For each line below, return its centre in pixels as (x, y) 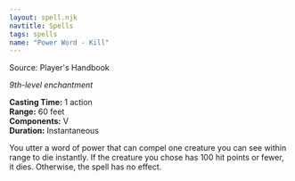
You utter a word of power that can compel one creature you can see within (148, 148)
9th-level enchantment (51, 85)
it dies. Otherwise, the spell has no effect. (86, 167)
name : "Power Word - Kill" (59, 42)
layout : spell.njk (43, 17)
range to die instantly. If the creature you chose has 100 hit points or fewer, (147, 158)
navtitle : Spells (41, 26)
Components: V (39, 121)
